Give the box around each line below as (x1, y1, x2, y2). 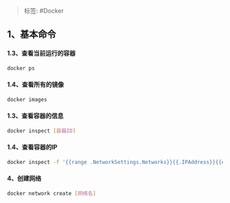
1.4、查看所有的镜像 (7, 80, 64, 88)
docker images (7, 96, 48, 103)
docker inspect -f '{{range (7, 158, 88, 165)
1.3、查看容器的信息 (7, 112, 64, 120)
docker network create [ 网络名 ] (7, 190, 97, 197)
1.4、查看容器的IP (7, 143, 58, 152)
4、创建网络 (7, 174, 42, 182)
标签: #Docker (23, 7, 64, 14)
